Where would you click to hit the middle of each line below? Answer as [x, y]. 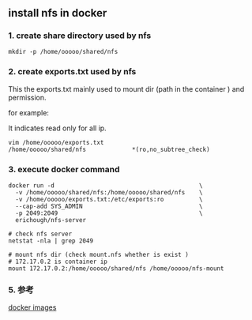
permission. [27, 97]
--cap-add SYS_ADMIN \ [109, 207]
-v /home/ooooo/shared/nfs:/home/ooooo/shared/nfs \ [109, 193]
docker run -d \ [105, 186]
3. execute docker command [64, 169]
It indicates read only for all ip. [57, 128]
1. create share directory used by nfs [80, 36]
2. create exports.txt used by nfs [72, 72]
